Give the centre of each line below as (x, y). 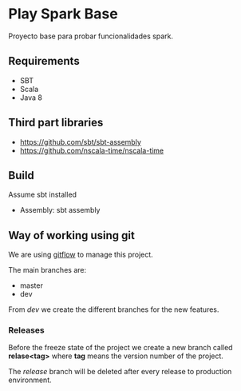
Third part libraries (56, 123)
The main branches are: (47, 270)
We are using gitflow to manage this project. (81, 255)
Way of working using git (72, 235)
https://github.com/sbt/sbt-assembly (81, 142)
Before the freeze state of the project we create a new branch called (120, 348)
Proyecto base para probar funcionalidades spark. (91, 36)
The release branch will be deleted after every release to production (120, 372)
